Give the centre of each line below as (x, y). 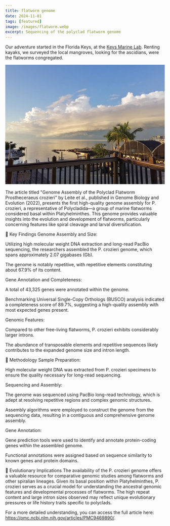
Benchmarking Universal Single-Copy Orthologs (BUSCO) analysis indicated (85, 299)
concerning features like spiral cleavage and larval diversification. (74, 224)
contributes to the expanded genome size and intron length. (68, 350)
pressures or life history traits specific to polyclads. (59, 503)
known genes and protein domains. (42, 461)
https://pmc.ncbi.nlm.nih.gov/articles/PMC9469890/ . (60, 518)
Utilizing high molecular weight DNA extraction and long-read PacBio (77, 244)
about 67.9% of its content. (33, 270)
